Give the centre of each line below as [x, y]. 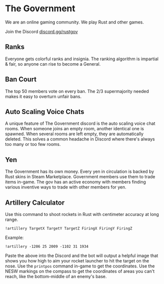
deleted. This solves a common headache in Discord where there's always [80, 139]
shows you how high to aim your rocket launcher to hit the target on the [77, 261]
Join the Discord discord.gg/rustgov [42, 31]
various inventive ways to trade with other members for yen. [66, 187]
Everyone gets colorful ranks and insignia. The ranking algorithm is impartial [82, 59]
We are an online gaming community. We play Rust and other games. [75, 22]
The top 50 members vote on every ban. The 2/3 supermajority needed [77, 91]
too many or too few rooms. [33, 144]
